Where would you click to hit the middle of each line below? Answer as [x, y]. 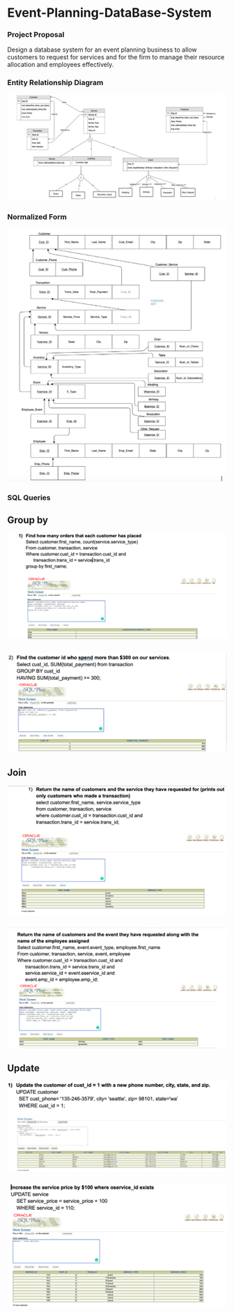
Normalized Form [37, 216]
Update [24, 1068]
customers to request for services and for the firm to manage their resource [116, 57]
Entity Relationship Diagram [55, 83]
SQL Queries [29, 497]
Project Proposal [36, 35]
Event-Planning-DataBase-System [110, 13]
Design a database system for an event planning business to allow [102, 50]
